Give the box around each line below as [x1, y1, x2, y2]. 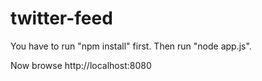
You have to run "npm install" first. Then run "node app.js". [10, 40, 252, 52]
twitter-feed [10, 7, 113, 30]
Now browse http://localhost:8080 [10, 59, 152, 71]
